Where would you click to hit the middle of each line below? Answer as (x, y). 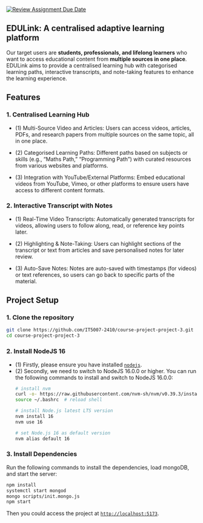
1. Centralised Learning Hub (48, 115)
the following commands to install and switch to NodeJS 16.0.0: (94, 377)
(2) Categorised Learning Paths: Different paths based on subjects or (101, 152)
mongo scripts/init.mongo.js (43, 496)
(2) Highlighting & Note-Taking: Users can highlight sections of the (98, 243)
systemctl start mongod (36, 491)
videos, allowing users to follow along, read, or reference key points (100, 225)
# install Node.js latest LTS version (64, 411)
